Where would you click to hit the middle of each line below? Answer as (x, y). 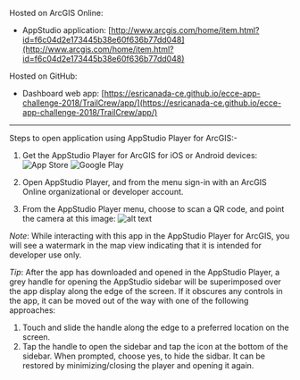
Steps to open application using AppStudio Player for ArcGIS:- (124, 138)
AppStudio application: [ (67, 30)
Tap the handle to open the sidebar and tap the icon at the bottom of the (155, 346)
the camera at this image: (69, 219)
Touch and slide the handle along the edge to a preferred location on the (155, 327)
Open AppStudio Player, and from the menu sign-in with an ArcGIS (145, 182)
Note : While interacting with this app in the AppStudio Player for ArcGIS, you (150, 236)
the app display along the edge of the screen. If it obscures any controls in (146, 291)
